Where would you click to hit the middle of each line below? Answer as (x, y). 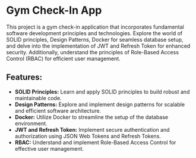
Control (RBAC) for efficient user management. (63, 58)
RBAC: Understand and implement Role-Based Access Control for (95, 142)
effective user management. (49, 148)
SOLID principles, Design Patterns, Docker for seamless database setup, (95, 39)
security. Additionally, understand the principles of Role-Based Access (93, 52)
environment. (31, 123)
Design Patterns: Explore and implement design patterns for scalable (100, 104)
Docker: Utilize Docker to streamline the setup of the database (91, 117)
